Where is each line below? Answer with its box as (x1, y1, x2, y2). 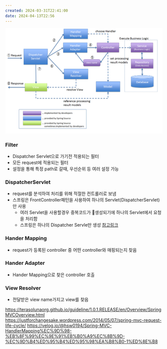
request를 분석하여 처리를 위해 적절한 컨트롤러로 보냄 (12, 191, 116, 197)
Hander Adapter (5, 260, 45, 267)
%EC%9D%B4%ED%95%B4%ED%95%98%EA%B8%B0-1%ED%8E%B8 (5, 338, 158, 344)
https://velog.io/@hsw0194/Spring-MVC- (27, 322, 112, 328)
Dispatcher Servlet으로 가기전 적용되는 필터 (12, 153, 99, 159)
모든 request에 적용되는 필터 (12, 159, 68, 165)
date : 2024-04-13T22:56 (5, 13, 55, 19)
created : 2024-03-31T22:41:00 (5, 8, 68, 13)
